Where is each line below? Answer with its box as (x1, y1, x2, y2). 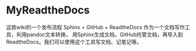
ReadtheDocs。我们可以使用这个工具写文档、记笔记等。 (6, 38, 142, 45)
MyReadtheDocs (6, 4, 90, 17)
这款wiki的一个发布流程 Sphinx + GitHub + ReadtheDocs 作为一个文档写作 (6, 23, 185, 30)
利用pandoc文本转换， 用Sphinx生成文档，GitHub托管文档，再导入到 (16, 30, 184, 38)
